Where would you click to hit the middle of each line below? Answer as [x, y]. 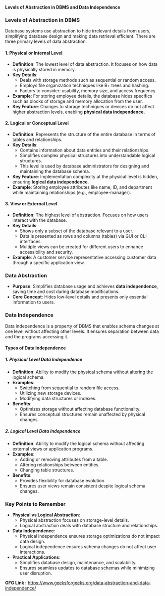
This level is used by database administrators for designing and [84, 166]
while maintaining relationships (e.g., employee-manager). [72, 192]
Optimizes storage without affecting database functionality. [80, 409]
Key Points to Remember [35, 504]
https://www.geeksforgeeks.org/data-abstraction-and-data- [89, 583]
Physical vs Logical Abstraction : [46, 515]
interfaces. [31, 241]
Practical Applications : [36, 557]
